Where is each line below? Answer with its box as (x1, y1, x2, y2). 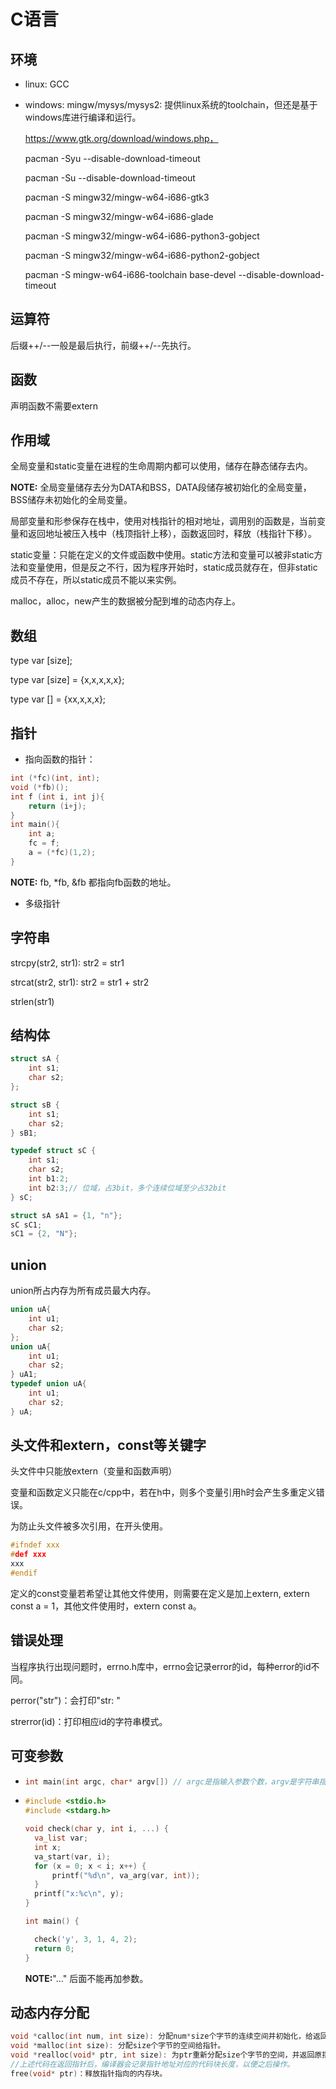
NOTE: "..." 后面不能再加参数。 (24, 1972, 149, 1984)
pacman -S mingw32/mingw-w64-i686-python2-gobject (24, 250, 260, 261)
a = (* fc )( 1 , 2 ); (28, 848, 97, 858)
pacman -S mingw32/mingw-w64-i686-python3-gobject (24, 230, 260, 242)
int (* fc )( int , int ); (10, 773, 101, 784)
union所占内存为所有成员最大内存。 (10, 1285, 157, 1297)
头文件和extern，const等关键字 (10, 1437, 207, 1454)
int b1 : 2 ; (28, 1174, 70, 1184)
